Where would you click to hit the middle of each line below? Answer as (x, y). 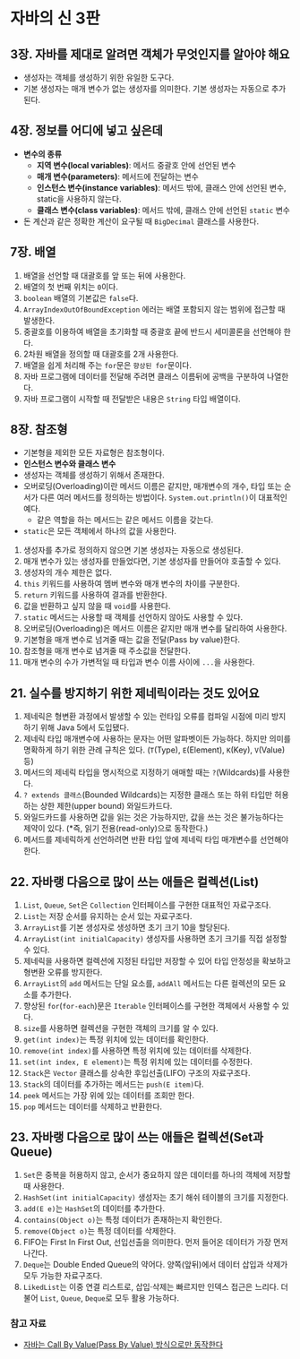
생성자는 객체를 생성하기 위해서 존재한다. (94, 475)
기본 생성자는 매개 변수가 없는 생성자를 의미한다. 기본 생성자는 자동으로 (146, 89)
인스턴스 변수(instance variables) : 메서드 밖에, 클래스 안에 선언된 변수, (161, 187)
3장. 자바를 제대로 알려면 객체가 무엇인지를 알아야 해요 (150, 54)
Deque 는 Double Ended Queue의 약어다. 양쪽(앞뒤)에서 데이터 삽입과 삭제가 (155, 1264)
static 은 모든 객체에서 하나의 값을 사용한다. (100, 531)
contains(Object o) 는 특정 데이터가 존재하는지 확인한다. (123, 1219)
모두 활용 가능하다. (147, 1298)
